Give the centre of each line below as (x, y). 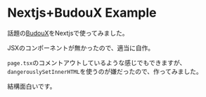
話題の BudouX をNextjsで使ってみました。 (68, 33)
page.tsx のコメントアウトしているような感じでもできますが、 (97, 62)
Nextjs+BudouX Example (82, 13)
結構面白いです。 (32, 86)
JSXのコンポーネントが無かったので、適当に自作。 (81, 47)
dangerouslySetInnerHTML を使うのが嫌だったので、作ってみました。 (105, 71)
